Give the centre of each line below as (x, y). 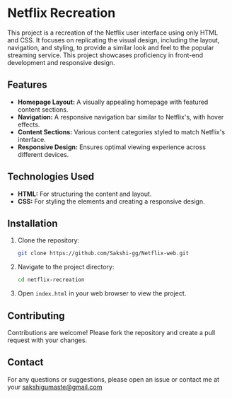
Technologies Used (51, 177)
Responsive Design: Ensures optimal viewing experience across (112, 147)
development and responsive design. (61, 62)
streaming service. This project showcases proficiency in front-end (105, 55)
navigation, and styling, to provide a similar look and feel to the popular (111, 47)
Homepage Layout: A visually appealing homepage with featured (113, 102)
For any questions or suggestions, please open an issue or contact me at (114, 379)
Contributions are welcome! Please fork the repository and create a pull (111, 332)
